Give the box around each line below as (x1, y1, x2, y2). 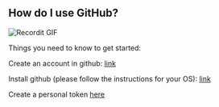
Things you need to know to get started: (8, 43, 142, 53)
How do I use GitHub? (8, 6, 119, 20)
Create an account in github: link (8, 58, 117, 68)
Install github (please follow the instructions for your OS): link (8, 73, 211, 83)
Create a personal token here (8, 89, 105, 99)
